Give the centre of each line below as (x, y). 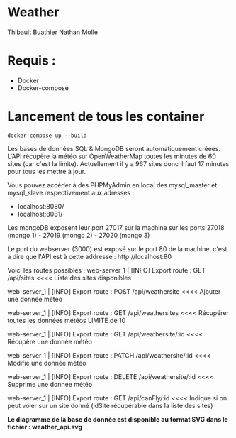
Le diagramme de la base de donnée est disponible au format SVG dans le (118, 419)
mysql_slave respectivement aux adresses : (71, 192)
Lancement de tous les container (106, 117)
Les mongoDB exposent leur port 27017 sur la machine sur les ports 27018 (116, 227)
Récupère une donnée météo (50, 341)
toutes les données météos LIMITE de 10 (67, 320)
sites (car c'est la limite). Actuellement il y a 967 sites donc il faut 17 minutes (118, 163)
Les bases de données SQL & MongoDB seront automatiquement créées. (114, 148)
